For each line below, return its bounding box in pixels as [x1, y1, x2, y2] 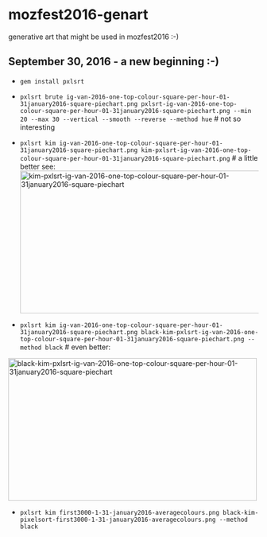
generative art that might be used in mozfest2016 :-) [8, 32, 180, 41]
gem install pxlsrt [19, 77, 85, 85]
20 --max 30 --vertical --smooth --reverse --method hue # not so [19, 114, 242, 123]
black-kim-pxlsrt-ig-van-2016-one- [141, 328, 259, 336]
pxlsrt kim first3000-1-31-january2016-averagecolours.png [19, 508, 220, 516]
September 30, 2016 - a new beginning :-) [8, 55, 220, 68]
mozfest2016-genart [8, 6, 149, 24]
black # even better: [44, 342, 111, 352]
